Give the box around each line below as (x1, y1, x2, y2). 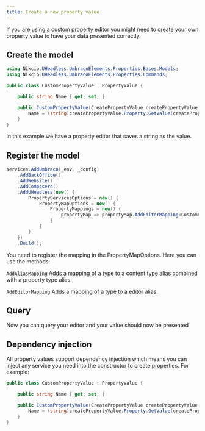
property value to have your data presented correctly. (6, 32, 142, 40)
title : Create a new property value (6, 9, 99, 15)
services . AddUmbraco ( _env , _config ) (6, 166, 99, 173)
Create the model (6, 50, 74, 60)
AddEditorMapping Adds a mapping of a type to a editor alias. (6, 288, 159, 295)
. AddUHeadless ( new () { (17, 189, 75, 195)
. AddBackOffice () (17, 172, 62, 179)
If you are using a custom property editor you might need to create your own (6, 26, 199, 33)
